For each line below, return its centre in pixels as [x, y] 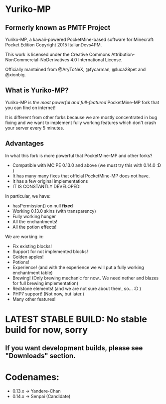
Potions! [21, 262]
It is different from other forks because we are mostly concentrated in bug [81, 117]
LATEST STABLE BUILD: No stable [76, 319]
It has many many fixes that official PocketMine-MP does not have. [81, 176]
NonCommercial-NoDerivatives [37, 60]
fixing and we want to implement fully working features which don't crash [81, 123]
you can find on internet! [30, 108]
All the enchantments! [35, 221]
